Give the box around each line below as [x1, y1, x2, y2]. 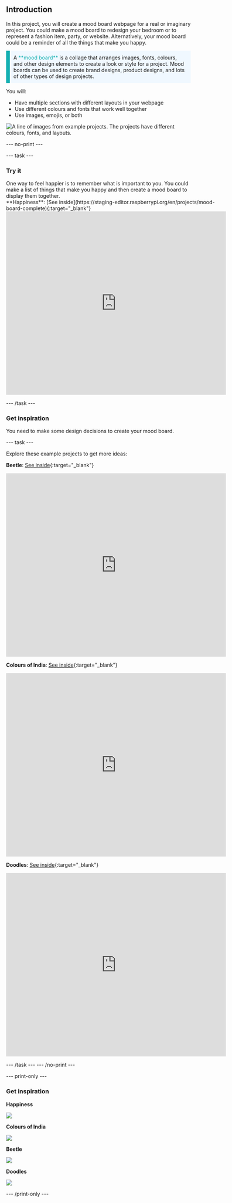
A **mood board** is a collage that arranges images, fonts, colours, [13, 54, 178, 61]
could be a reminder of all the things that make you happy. [6, 39, 146, 46]
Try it [6, 167, 22, 175]
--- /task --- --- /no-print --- [6, 1062, 75, 1069]
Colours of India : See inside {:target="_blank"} [6, 661, 118, 668]
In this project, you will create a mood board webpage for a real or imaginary [6, 20, 191, 27]
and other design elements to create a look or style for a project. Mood [13, 60, 185, 67]
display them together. [6, 192, 60, 200]
